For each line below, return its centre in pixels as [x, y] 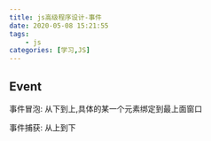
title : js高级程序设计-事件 [55, 17]
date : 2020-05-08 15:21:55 [59, 26]
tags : [19, 34]
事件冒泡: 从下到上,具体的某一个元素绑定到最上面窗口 [106, 108]
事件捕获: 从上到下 [43, 127]
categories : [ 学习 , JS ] [50, 51]
